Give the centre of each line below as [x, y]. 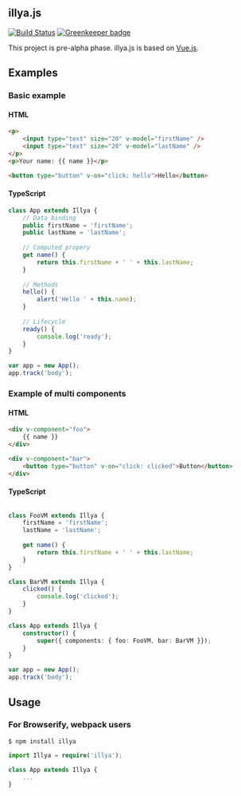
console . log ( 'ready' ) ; [74, 337]
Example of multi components [67, 393]
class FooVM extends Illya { [56, 515]
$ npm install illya [43, 741]
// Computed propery [56, 248]
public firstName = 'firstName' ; [78, 225]
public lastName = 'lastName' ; [74, 233]
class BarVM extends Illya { [56, 581]
